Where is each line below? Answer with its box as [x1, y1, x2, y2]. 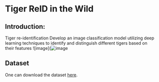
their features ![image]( [5, 46, 51, 51]
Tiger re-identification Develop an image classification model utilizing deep [5, 35, 155, 41]
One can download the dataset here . [5, 72, 78, 78]
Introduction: [5, 23, 45, 31]
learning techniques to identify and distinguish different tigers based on [5, 40, 147, 46]
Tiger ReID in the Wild [5, 3, 94, 14]
